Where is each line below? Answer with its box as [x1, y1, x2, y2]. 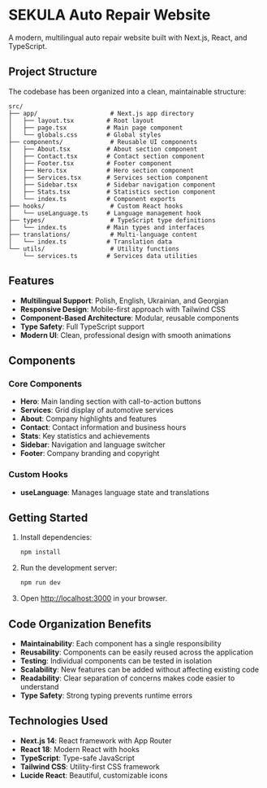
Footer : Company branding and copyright [19, 449, 160, 458]
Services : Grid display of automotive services [19, 405, 174, 415]
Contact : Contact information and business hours [19, 422, 187, 432]
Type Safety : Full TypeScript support [19, 322, 144, 331]
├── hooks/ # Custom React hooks [8, 202, 183, 210]
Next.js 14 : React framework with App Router [19, 735, 172, 746]
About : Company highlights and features [19, 414, 157, 424]
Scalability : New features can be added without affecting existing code [19, 664, 260, 674]
